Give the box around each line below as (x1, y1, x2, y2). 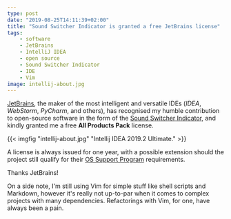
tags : (7, 29, 23, 36)
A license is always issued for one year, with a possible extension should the (7, 148, 224, 156)
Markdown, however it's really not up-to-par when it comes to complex (7, 189, 210, 198)
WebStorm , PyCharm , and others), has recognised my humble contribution (7, 107, 220, 115)
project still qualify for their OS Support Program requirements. (7, 156, 185, 164)
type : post (7, 10, 39, 17)
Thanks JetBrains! (7, 169, 59, 177)
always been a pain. (7, 204, 64, 212)
